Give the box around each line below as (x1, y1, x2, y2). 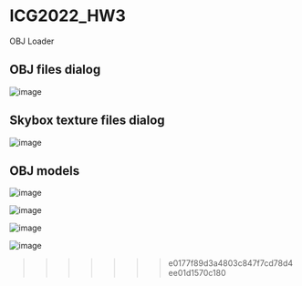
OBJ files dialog (9, 62, 101, 77)
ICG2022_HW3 (9, 5, 126, 26)
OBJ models (9, 163, 80, 179)
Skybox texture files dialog (9, 113, 166, 128)
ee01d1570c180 (168, 268, 226, 279)
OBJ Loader (9, 36, 55, 46)
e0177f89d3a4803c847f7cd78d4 (168, 258, 294, 269)
